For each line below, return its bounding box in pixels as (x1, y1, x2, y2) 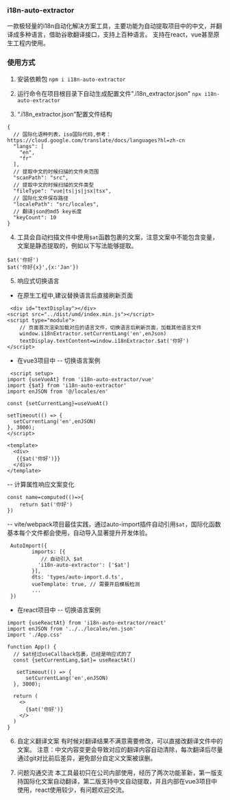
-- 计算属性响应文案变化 (7, 480, 75, 488)
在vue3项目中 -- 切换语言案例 (16, 356, 101, 365)
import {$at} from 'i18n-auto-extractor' (7, 382, 127, 389)
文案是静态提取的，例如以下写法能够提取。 (16, 241, 138, 250)
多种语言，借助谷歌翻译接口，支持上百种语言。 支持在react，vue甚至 (18, 30, 214, 39)
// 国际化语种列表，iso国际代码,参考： (13, 131, 112, 138)
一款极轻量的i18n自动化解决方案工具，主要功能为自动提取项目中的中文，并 (7, 22, 217, 30)
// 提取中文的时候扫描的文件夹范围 (13, 168, 99, 175)
